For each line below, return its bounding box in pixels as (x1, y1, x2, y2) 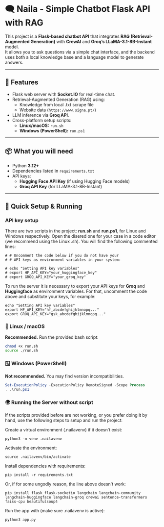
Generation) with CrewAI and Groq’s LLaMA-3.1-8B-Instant (30, 38, 152, 44)
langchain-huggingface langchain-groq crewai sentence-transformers (5, 495, 147, 500)
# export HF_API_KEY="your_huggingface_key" (5, 270, 97, 276)
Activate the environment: (5, 445, 57, 451)
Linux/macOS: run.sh (19, 123, 63, 128)
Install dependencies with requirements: (5, 463, 86, 469)
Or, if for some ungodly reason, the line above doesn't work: (5, 481, 126, 487)
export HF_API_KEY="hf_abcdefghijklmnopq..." (5, 307, 99, 312)
